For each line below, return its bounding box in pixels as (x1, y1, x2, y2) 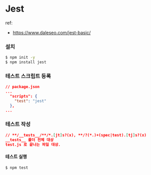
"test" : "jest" (14, 98, 47, 104)
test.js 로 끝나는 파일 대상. (5, 142, 61, 147)
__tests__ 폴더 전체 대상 (5, 137, 54, 142)
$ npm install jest (5, 60, 47, 65)
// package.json (5, 84, 40, 90)
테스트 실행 (5, 154, 27, 160)
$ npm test (5, 165, 28, 170)
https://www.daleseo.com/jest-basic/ (12, 29, 91, 35)
